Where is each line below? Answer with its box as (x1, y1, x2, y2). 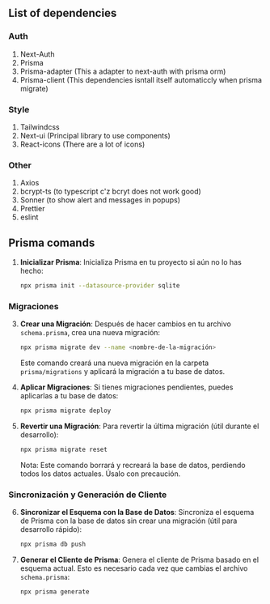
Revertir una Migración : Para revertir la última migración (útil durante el (19, 421, 259, 432)
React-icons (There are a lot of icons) (19, 139, 146, 149)
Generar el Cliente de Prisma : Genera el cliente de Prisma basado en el (19, 555, 259, 565)
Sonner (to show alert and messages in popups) (19, 195, 180, 205)
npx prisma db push (19, 540, 86, 549)
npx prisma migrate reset (19, 445, 108, 454)
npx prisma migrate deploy (19, 406, 112, 415)
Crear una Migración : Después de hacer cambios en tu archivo (19, 319, 232, 329)
